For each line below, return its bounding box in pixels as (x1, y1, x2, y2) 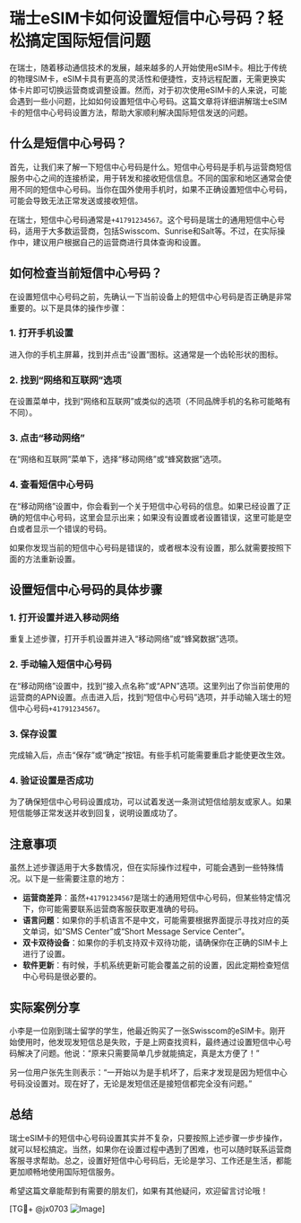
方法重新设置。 (24, 554, 81, 564)
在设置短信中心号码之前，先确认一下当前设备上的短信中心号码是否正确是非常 (9, 291, 292, 302)
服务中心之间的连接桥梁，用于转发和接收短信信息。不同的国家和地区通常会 (9, 173, 284, 183)
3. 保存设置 (9, 727, 57, 740)
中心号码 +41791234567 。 (16, 703, 105, 713)
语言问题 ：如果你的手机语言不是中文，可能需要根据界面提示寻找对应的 (21, 915, 282, 926)
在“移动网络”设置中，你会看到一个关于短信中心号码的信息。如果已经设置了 (9, 501, 284, 511)
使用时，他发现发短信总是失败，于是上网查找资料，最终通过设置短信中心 (16, 1036, 284, 1047)
